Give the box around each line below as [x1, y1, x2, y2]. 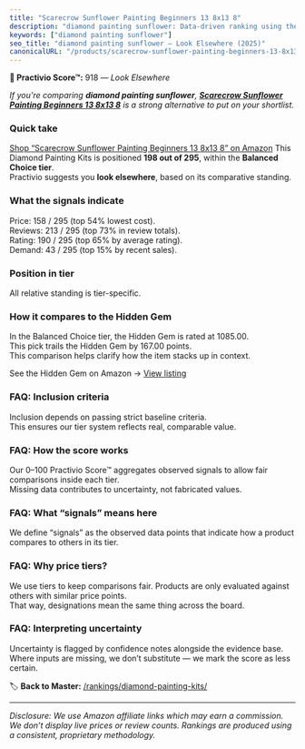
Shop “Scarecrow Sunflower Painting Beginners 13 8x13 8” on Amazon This [9, 143, 291, 154]
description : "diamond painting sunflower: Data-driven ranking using [9, 22, 282, 31]
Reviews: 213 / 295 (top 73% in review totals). [9, 225, 181, 236]
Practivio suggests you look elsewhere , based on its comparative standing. [9, 172, 292, 183]
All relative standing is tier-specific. [9, 288, 142, 299]
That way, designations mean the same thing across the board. [9, 600, 245, 611]
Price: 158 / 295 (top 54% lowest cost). [9, 215, 156, 226]
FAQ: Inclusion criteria [9, 390, 110, 403]
